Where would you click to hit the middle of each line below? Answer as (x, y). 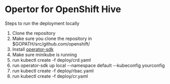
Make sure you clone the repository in (52, 38)
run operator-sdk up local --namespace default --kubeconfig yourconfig (89, 65)
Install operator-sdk (33, 49)
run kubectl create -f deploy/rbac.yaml (53, 71)
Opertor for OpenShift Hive (63, 9)
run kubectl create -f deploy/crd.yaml (52, 60)
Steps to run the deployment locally (42, 23)
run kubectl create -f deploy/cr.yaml (50, 76)
